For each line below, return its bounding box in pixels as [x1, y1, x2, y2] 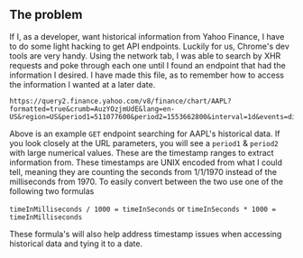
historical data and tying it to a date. [9, 238, 143, 249]
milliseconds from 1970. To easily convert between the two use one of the [9, 176, 284, 187]
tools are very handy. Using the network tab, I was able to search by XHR [9, 50, 281, 61]
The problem [9, 7, 83, 23]
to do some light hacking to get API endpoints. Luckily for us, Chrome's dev [9, 41, 290, 51]
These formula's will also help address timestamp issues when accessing [9, 228, 282, 239]
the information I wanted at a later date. [9, 78, 156, 89]
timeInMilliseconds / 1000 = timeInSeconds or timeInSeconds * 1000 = [9, 203, 277, 214]
